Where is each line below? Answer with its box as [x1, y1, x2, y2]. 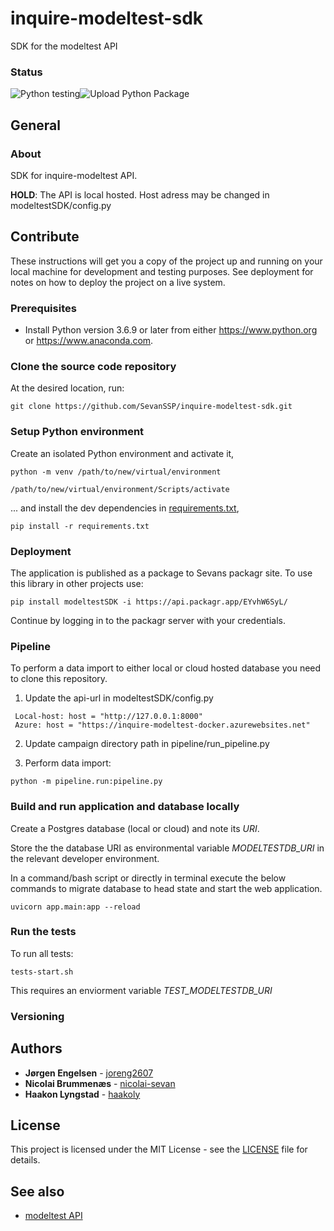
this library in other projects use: [10, 577, 144, 589]
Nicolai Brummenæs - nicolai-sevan [24, 1077, 176, 1089]
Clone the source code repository [10, 359, 177, 373]
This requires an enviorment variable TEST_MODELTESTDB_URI [10, 984, 273, 996]
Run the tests [10, 925, 77, 939]
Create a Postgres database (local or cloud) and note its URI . [10, 822, 260, 834]
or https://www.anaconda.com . [24, 335, 154, 347]
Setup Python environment [10, 425, 145, 439]
